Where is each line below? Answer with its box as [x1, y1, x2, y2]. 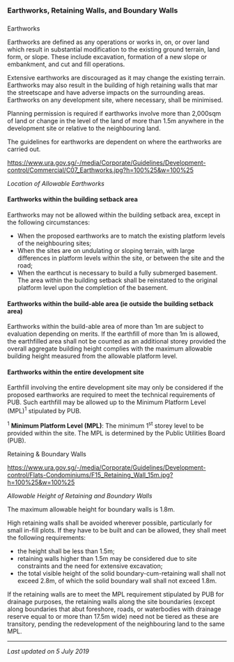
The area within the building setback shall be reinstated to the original [17, 276, 218, 284]
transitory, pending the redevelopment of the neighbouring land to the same [7, 619, 225, 628]
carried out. [7, 145, 41, 153]
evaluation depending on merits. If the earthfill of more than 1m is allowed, [7, 330, 220, 338]
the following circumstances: [7, 218, 91, 226]
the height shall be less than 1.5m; [17, 546, 115, 555]
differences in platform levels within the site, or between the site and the [17, 254, 225, 263]
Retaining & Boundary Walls [7, 449, 87, 458]
